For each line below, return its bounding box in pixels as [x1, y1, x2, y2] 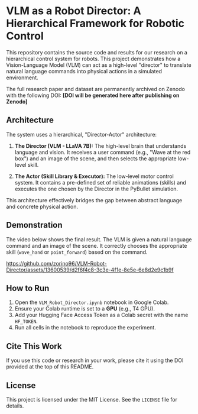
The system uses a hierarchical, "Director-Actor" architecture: [6, 131, 157, 138]
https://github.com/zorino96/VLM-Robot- [6, 260, 108, 267]
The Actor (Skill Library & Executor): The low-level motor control [14, 173, 174, 180]
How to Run [6, 283, 50, 293]
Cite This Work [6, 341, 62, 351]
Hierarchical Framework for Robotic [6, 17, 185, 30]
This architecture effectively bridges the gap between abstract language [6, 196, 183, 203]
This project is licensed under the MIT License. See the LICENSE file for [6, 396, 177, 403]
